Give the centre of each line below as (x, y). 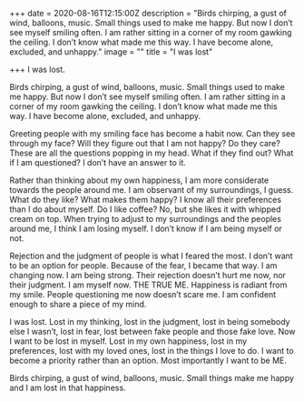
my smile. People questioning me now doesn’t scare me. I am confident (143, 294)
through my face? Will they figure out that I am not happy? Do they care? (145, 143)
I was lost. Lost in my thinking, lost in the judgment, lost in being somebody (150, 322)
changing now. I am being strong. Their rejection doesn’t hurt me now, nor (147, 275)
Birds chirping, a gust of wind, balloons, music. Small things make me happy (152, 378)
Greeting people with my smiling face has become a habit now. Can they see (152, 134)
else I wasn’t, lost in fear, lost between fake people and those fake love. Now (152, 332)
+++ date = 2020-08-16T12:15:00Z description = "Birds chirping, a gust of (148, 13)
